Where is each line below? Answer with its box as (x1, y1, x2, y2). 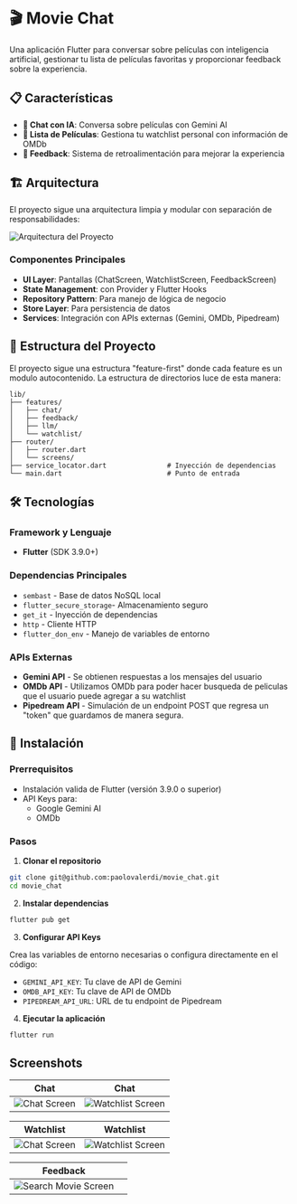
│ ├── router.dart (9, 445, 88, 454)
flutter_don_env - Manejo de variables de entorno (22, 628, 210, 639)
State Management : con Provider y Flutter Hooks (22, 283, 208, 295)
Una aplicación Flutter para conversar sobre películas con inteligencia (9, 43, 269, 55)
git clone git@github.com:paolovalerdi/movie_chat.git (9, 872, 220, 882)
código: (9, 958, 38, 969)
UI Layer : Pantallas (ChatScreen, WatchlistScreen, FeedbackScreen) (22, 274, 277, 285)
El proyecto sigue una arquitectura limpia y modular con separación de (9, 203, 273, 214)
